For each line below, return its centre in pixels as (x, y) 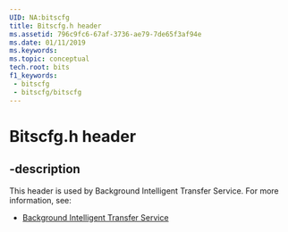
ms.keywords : (34, 51)
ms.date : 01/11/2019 (48, 42)
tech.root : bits (39, 68)
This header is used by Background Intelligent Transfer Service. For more (144, 191)
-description (45, 169)
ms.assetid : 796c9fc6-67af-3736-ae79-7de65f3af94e (106, 34)
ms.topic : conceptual (50, 59)
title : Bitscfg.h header (55, 26)
